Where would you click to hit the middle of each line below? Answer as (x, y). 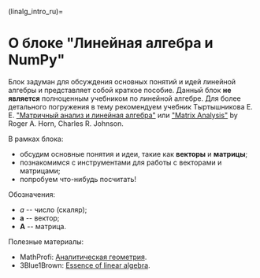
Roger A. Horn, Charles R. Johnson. (66, 123)
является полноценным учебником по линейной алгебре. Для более (125, 98)
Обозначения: (32, 194)
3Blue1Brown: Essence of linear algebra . (85, 265)
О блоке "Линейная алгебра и (111, 43)
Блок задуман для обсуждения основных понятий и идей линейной (122, 81)
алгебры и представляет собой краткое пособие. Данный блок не (120, 90)
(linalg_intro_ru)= (36, 11)
